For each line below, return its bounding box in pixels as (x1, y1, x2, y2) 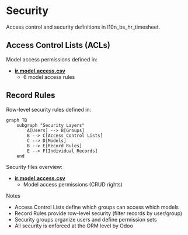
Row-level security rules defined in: (6, 106, 92, 113)
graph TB (6, 117, 27, 123)
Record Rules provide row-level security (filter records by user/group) (14, 209, 183, 217)
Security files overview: (6, 163, 63, 170)
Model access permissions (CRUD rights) (23, 181, 123, 188)
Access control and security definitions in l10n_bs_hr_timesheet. (6, 23, 161, 30)
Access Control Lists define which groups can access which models (14, 203, 179, 210)
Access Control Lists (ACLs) (6, 40, 111, 50)
